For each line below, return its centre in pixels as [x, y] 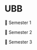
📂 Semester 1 [18, 22]
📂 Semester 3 [18, 42]
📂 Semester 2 [18, 32]
